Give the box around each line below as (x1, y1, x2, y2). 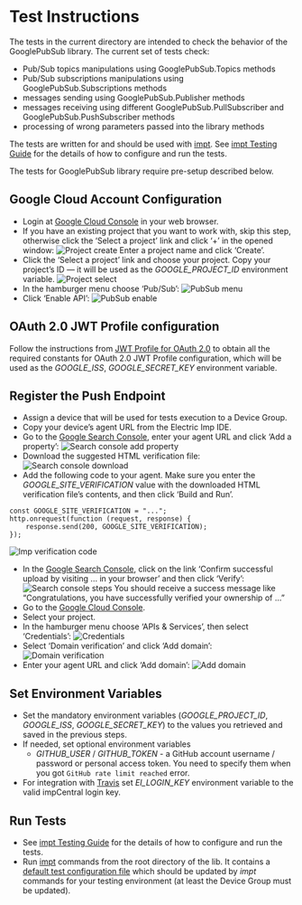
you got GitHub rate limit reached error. (35, 768, 190, 778)
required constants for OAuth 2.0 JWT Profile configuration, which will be (9, 353, 282, 363)
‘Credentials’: (22, 631, 72, 642)
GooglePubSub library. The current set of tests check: (9, 45, 210, 56)
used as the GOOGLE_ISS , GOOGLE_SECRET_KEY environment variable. (9, 362, 278, 372)
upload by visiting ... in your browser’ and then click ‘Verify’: (22, 573, 245, 584)
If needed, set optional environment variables (22, 739, 191, 749)
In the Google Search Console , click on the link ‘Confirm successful (22, 563, 273, 575)
